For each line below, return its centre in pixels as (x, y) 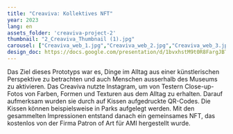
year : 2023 (23, 20)
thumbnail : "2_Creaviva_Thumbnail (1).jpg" (71, 39)
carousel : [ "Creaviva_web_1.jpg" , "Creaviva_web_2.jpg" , (89, 46)
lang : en (20, 26)
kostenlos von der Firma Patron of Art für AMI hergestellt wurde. (99, 123)
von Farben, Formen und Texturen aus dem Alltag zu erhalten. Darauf (124, 93)
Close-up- (199, 86)
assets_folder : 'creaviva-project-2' (62, 33)
